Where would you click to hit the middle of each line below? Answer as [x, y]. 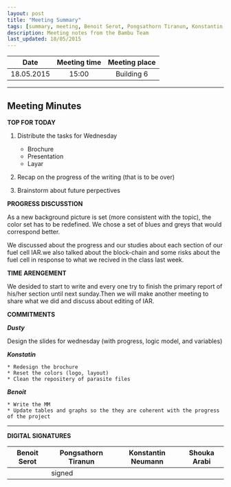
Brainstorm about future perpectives [68, 190]
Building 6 [132, 74]
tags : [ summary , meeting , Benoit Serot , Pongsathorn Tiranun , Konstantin [115, 26]
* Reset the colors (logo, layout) [58, 373]
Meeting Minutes [44, 106]
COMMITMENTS [31, 314]
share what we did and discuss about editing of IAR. [81, 301]
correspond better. [34, 231]
